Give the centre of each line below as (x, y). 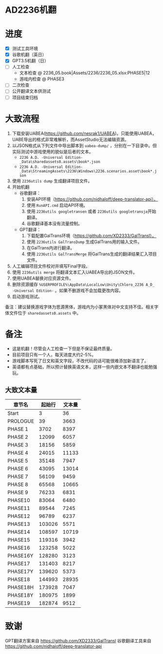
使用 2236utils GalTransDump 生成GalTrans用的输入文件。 (84, 242)
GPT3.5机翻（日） (30, 61)
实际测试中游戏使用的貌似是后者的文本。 (53, 151)
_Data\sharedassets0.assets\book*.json (60, 162)
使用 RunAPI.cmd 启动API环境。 (57, 205)
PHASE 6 (18, 469)
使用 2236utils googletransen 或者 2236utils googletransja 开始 (91, 211)
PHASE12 (19, 516)
